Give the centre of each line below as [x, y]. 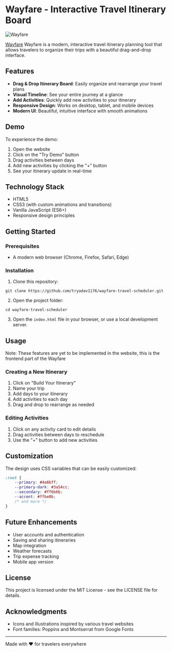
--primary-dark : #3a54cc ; [42, 487]
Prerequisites [22, 246]
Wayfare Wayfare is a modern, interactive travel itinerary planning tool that [84, 44]
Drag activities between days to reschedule [58, 434]
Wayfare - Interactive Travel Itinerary [86, 9]
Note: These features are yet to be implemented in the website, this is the [83, 353]
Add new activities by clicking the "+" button [60, 165]
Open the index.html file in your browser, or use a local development [85, 319]
